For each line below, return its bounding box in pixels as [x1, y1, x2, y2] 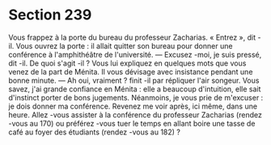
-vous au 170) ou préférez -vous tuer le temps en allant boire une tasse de [8, 118, 256, 128]
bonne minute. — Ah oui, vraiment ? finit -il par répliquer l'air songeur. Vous [8, 75, 260, 85]
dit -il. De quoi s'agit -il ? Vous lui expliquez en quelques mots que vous [8, 58, 247, 68]
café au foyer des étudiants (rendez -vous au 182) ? [8, 127, 180, 137]
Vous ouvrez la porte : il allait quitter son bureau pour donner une [15, 41, 233, 50]
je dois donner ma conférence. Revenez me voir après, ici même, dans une [8, 101, 257, 111]
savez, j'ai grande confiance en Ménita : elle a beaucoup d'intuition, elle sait [8, 83, 261, 94]
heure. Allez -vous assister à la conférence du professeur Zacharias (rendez [8, 109, 263, 119]
